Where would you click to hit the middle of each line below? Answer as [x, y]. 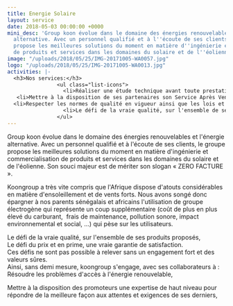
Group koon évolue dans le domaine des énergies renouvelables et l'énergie [116, 137]
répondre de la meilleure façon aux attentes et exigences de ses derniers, [112, 295]
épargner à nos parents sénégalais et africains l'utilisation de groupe [105, 201]
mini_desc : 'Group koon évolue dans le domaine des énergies [97, 33]
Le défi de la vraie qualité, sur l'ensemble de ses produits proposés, [104, 237]
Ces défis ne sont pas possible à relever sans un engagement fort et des [111, 252]
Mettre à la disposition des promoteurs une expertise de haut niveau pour [112, 287]
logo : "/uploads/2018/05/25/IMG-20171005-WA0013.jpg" [87, 65]
